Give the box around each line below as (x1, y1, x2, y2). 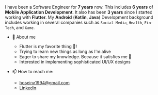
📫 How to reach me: (12, 69, 54, 74)
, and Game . (14, 25, 35, 31)
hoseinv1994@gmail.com (19, 80, 70, 85)
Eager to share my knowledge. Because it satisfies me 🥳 (19, 54, 132, 60)
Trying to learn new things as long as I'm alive (19, 48, 111, 54)
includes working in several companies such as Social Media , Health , (5, 19, 143, 25)
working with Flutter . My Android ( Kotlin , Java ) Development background (5, 15, 154, 20)
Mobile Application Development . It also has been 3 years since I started (5, 9, 153, 15)
